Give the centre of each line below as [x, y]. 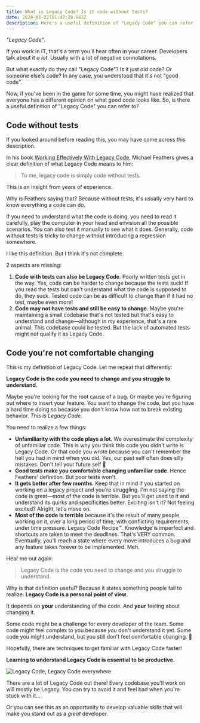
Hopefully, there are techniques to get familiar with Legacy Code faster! [94, 648]
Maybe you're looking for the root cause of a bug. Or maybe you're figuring [99, 396]
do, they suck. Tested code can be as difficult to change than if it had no [104, 296]
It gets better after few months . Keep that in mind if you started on [97, 483]
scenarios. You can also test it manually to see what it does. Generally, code [100, 229]
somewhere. [21, 242]
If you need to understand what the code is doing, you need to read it [92, 216]
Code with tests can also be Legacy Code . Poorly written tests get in [100, 277]
